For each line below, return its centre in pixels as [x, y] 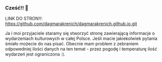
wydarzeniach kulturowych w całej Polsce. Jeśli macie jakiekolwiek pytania [81, 38]
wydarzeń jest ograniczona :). [35, 54]
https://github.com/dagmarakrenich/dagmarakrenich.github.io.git [71, 24]
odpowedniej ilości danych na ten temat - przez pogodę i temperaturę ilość [81, 49]
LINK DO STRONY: [24, 19]
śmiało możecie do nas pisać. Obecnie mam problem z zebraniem [72, 44]
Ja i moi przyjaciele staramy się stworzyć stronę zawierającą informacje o [80, 33]
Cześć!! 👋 [17, 8]
